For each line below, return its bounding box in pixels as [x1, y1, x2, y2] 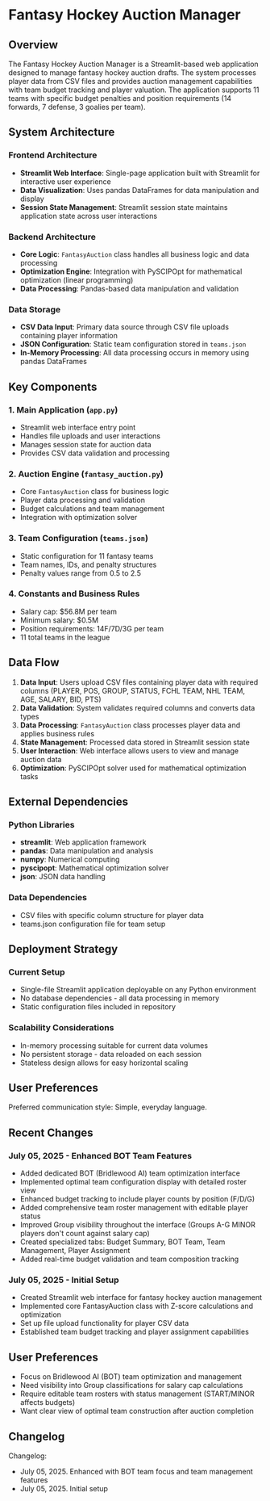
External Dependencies [8, 795, 129, 809]
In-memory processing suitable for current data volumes [19, 1040, 208, 1050]
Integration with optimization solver [19, 513, 138, 522]
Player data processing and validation [19, 495, 145, 505]
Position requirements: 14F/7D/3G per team [19, 623, 164, 633]
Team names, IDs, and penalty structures [19, 560, 157, 569]
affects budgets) [19, 1398, 76, 1407]
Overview [8, 38, 59, 52]
